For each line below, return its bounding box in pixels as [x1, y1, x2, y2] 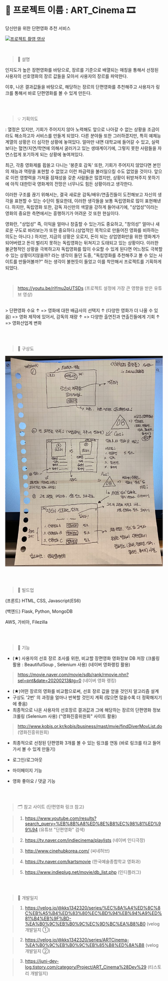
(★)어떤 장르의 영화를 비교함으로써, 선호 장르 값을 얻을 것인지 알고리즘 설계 [12, 688, 159, 694]
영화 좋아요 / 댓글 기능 [12, 778, 56, 784]
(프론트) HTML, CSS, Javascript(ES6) [5, 597, 81, 604]
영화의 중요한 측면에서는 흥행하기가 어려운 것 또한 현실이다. [5, 210, 120, 216]
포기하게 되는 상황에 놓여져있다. [22, 151, 84, 157]
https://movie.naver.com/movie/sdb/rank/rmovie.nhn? [17, 671, 129, 677]
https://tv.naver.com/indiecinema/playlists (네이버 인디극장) [24, 837, 145, 843]
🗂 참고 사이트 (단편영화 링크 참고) [17, 804, 84, 810]
